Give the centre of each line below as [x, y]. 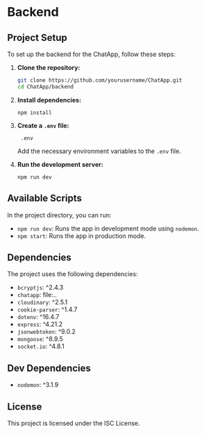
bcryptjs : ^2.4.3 [40, 287]
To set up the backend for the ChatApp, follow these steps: [92, 54]
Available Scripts [44, 198]
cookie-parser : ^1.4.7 [47, 309]
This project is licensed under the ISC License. [74, 423]
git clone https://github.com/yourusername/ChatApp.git [100, 80]
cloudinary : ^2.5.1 [42, 302]
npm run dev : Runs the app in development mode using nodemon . [108, 228]
